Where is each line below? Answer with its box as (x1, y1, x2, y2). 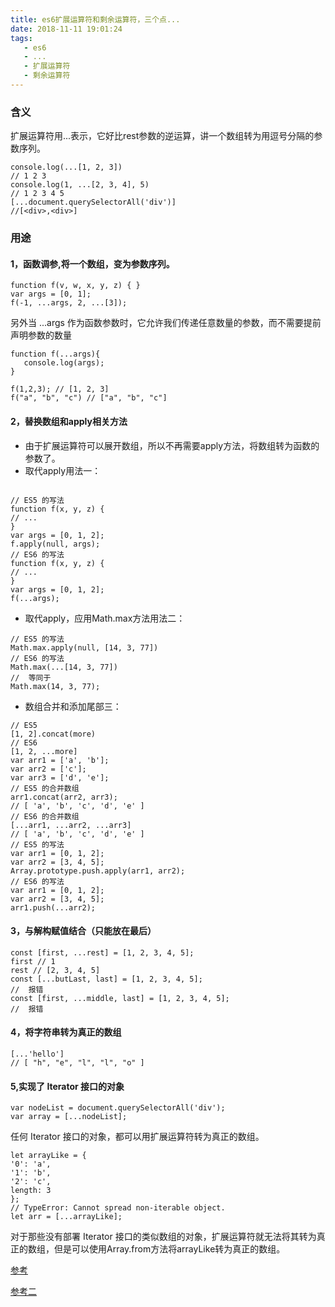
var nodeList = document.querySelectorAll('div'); (10, 1103, 226, 1113)
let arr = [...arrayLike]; (10, 1212, 123, 1222)
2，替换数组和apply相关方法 (10, 415, 128, 427)
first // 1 (10, 956, 56, 966)
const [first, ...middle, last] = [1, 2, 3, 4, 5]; (10, 993, 230, 1003)
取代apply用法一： (24, 464, 102, 476)
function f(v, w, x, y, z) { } (10, 281, 141, 291)
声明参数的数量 (10, 329, 72, 341)
